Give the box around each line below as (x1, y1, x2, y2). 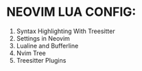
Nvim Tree (16, 49, 46, 57)
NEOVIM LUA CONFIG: (6, 4, 137, 20)
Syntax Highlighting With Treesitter (16, 27, 115, 35)
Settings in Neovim (16, 34, 70, 42)
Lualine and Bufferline (16, 41, 79, 50)
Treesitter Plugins (16, 56, 67, 64)
